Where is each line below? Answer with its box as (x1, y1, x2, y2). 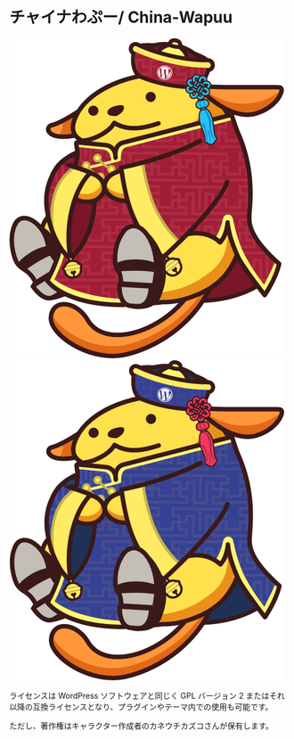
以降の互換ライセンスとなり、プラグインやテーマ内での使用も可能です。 (9, 701, 274, 712)
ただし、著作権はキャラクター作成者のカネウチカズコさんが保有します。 (9, 720, 274, 731)
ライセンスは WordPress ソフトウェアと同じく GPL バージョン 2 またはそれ (9, 690, 285, 701)
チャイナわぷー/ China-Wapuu (9, 7, 233, 28)
